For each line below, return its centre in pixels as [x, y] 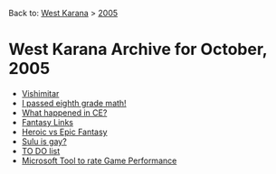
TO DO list [41, 151]
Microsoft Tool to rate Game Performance [99, 160]
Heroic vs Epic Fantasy [64, 132]
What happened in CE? [64, 113]
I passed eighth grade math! [74, 103]
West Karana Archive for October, [138, 50]
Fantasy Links [48, 122]
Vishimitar [40, 93]
